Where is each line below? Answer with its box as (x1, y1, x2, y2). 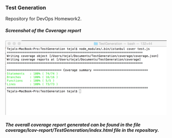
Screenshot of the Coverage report (5, 27, 81, 33)
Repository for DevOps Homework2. (5, 16, 82, 22)
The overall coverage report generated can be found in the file (5, 122, 141, 128)
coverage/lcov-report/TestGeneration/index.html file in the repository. (5, 127, 160, 133)
